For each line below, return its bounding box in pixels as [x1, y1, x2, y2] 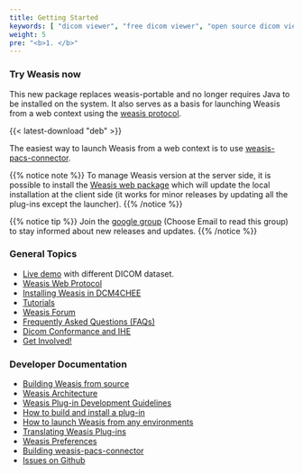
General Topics [9, 248, 78, 260]
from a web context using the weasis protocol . [9, 107, 182, 118]
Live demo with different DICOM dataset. [22, 268, 174, 279]
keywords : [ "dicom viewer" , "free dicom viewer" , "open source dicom [9, 22, 280, 31]
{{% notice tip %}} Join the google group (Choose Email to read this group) [9, 215, 289, 226]
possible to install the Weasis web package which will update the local [9, 179, 271, 190]
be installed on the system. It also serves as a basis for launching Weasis [9, 98, 281, 109]
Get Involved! [22, 335, 72, 346]
